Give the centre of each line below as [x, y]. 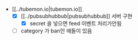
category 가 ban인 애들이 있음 [56, 31]
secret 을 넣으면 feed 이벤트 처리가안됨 [76, 24]
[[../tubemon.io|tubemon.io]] [47, 9]
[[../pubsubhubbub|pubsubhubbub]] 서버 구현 [76, 16]
